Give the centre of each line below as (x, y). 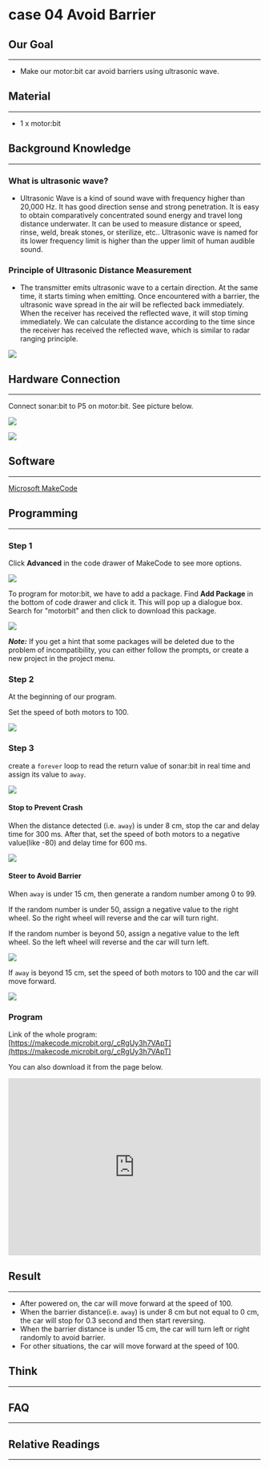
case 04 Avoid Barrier (82, 15)
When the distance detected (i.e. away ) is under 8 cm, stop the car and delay (134, 826)
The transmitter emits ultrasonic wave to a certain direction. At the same (139, 287)
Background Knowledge (70, 149)
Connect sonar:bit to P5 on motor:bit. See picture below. (101, 406)
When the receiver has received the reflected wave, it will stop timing (134, 313)
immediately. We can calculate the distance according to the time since (137, 322)
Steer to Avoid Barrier (45, 876)
